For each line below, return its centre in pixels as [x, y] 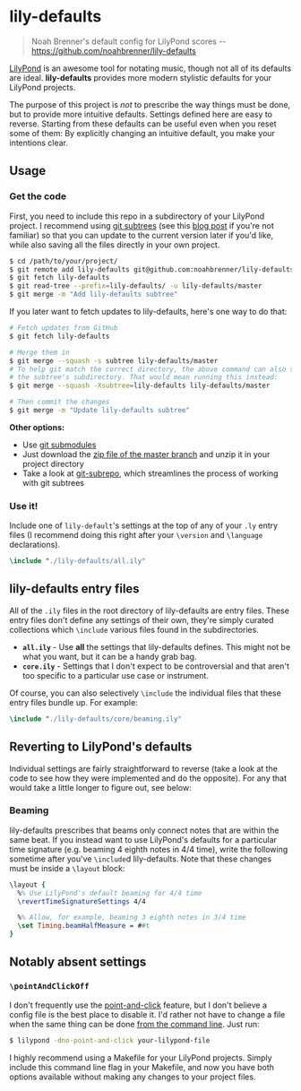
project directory [53, 463]
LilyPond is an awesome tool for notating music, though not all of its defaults [150, 68]
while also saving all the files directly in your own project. [115, 245]
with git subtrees [53, 482]
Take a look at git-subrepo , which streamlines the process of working [150, 473]
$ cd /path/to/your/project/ [64, 261]
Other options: [37, 427]
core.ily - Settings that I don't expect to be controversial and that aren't [155, 666]
